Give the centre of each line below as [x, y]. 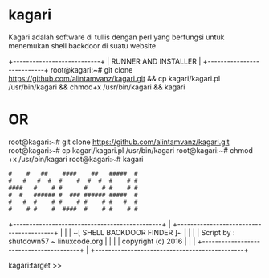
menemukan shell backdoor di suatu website [82, 45]
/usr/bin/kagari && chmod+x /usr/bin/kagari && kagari [97, 87]
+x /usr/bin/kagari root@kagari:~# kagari [76, 159]
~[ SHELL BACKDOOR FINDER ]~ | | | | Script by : [154, 232]
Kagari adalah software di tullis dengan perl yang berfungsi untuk [116, 37]
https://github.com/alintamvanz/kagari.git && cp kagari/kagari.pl [114, 78]
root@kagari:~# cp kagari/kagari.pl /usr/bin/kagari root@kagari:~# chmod [130, 150]
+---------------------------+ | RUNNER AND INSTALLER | [105, 61]
